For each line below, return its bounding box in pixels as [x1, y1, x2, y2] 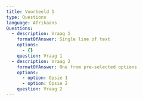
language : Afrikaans [6, 20, 58, 26]
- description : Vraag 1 [11, 31, 70, 37]
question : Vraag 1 [17, 53, 63, 59]
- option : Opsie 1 [21, 75, 68, 81]
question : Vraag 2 [17, 86, 63, 92]
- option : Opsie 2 [21, 81, 68, 87]
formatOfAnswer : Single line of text [17, 36, 111, 42]
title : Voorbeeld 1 [6, 8, 55, 15]
